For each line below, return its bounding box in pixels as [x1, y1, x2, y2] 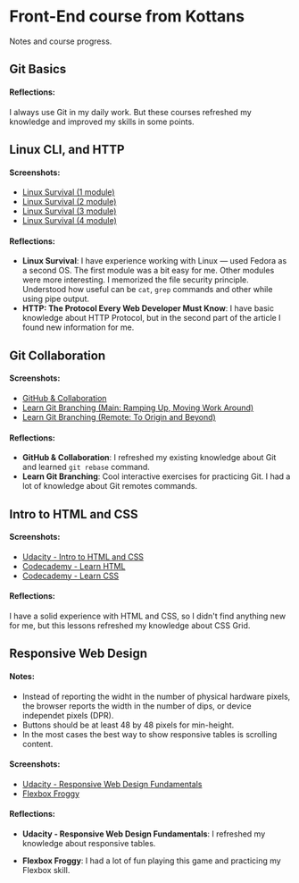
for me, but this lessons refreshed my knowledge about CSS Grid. [9, 619, 251, 631]
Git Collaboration [9, 348, 106, 363]
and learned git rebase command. [21, 462, 150, 473]
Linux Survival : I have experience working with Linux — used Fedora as [21, 256, 287, 266]
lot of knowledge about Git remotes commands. [21, 481, 198, 492]
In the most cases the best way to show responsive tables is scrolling [21, 728, 278, 739]
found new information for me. [21, 322, 135, 332]
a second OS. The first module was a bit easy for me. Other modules [21, 265, 275, 276]
